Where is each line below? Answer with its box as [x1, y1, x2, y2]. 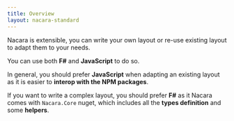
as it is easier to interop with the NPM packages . [7, 77, 149, 86]
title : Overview [7, 10, 54, 17]
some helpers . [7, 106, 49, 114]
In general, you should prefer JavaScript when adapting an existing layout [7, 70, 221, 79]
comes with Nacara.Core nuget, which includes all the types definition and [7, 98, 221, 106]
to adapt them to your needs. [7, 43, 91, 51]
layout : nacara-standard [7, 17, 79, 24]
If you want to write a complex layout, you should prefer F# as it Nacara [7, 91, 212, 99]
